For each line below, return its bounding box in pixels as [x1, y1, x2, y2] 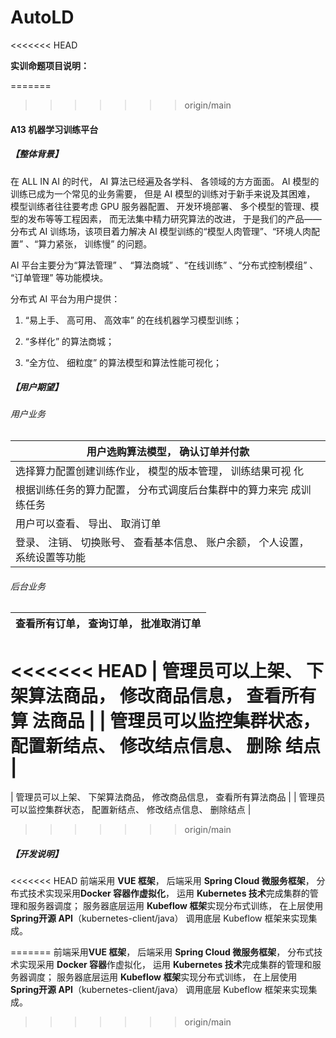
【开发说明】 [10, 847, 63, 860]
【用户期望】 [10, 381, 63, 393]
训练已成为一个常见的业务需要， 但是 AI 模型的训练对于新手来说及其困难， [10, 187, 316, 200]
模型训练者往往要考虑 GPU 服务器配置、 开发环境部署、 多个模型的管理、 [10, 200, 311, 212]
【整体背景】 [10, 148, 63, 160]
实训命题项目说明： [10, 59, 90, 71]
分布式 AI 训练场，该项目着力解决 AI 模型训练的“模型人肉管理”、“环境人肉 [10, 225, 312, 237]
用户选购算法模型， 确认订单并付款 [86, 445, 250, 459]
